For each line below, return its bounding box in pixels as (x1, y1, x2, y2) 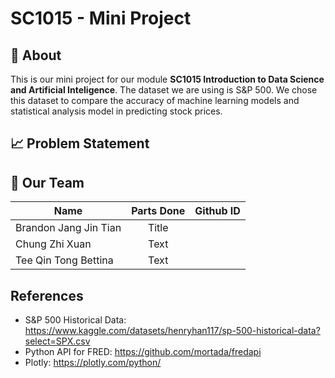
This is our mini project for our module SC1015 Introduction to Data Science (10, 73, 325, 85)
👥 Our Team (10, 174, 85, 191)
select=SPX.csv (24, 335, 91, 347)
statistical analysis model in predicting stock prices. (10, 105, 223, 117)
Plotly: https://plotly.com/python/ (24, 357, 162, 369)
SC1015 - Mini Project (10, 7, 192, 30)
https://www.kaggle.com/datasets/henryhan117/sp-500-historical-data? (24, 325, 321, 337)
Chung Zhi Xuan (15, 237, 92, 251)
